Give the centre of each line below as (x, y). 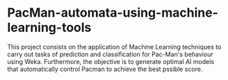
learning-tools (49, 27)
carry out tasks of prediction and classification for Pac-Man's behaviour (110, 54)
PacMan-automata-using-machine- (113, 13)
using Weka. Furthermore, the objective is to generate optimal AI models (111, 61)
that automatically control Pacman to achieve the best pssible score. (105, 69)
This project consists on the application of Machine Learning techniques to (114, 47)
